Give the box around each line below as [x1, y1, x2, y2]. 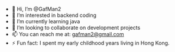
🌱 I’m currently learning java [11, 18, 80, 25]
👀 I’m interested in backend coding [11, 12, 96, 19]
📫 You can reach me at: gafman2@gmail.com [11, 31, 124, 37]
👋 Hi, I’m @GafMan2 [11, 6, 61, 12]
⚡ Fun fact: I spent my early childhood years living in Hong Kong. [11, 40, 170, 46]
